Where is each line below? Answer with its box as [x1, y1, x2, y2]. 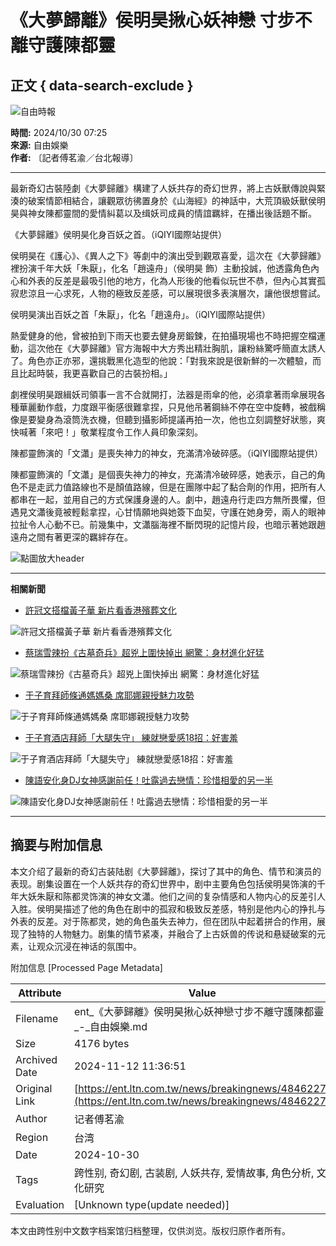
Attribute [18, 986, 62, 1000]
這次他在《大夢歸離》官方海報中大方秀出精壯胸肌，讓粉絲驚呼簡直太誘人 [27, 342, 326, 354]
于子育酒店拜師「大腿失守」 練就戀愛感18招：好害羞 [24, 732, 239, 743]
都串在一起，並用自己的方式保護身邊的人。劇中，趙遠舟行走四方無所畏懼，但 [10, 494, 326, 505]
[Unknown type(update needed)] [74, 1197, 230, 1211]
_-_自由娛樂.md [74, 1019, 148, 1033]
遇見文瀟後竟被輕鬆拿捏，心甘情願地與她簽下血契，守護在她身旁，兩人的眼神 [10, 506, 326, 518]
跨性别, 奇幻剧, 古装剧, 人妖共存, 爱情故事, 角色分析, [74, 1166, 315, 1180]
